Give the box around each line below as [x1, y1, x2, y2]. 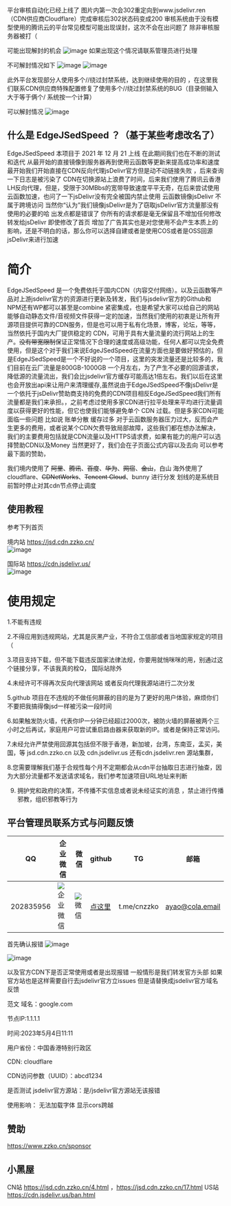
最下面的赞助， [7, 449, 49, 458]
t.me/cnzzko [118, 902, 159, 911]
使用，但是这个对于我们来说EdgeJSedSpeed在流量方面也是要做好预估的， [7, 346, 217, 355]
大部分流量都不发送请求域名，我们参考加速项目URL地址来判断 [12, 772, 188, 780]
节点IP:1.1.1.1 [7, 1015, 40, 1023]
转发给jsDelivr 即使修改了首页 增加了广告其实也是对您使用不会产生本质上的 [7, 218, 219, 226]
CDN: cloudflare [7, 1057, 53, 1066]
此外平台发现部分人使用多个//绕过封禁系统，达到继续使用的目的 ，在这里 [7, 76, 212, 84]
